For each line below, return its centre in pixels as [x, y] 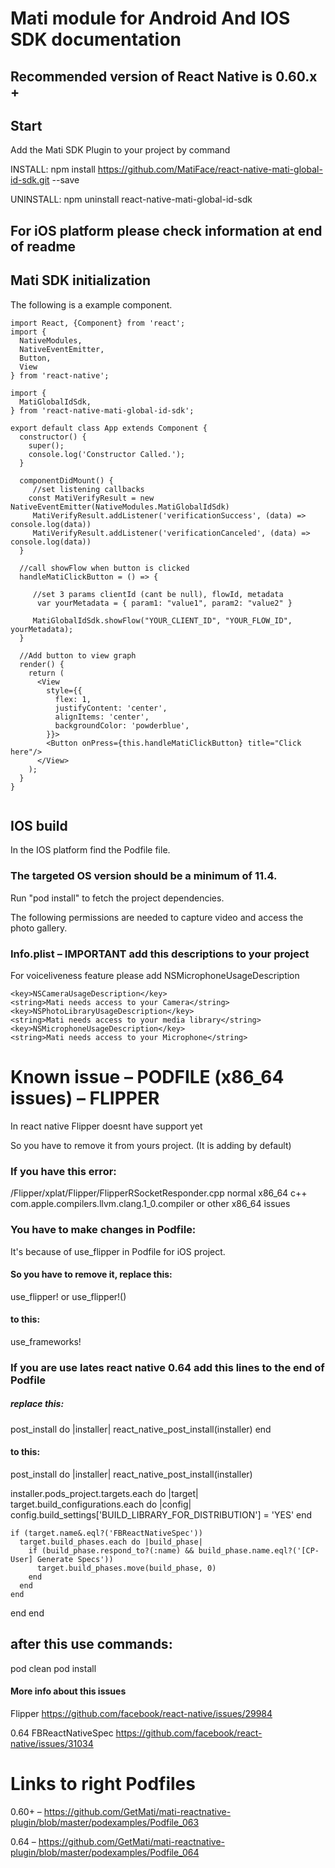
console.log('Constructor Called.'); [107, 454]
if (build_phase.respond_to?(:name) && [111, 1551]
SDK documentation [96, 39]
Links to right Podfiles [103, 1784]
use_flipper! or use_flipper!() [68, 1296]
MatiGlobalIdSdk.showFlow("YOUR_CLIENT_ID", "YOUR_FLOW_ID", [162, 620]
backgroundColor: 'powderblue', [122, 725]
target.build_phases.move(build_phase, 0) [126, 1568]
